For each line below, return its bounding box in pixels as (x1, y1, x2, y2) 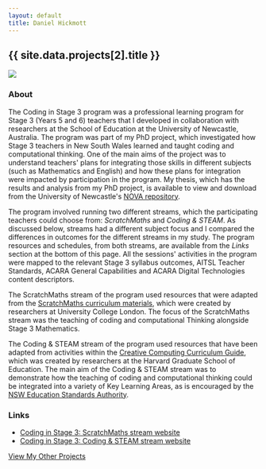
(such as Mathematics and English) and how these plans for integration (8, 166, 241, 176)
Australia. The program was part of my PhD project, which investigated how (8, 132, 256, 141)
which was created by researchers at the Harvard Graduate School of (8, 355, 236, 366)
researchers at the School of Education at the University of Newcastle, (8, 124, 239, 134)
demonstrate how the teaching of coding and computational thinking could (8, 373, 253, 382)
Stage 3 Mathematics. (8, 324, 80, 333)
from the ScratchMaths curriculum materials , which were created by (8, 298, 232, 308)
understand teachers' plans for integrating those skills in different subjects (8, 157, 252, 167)
